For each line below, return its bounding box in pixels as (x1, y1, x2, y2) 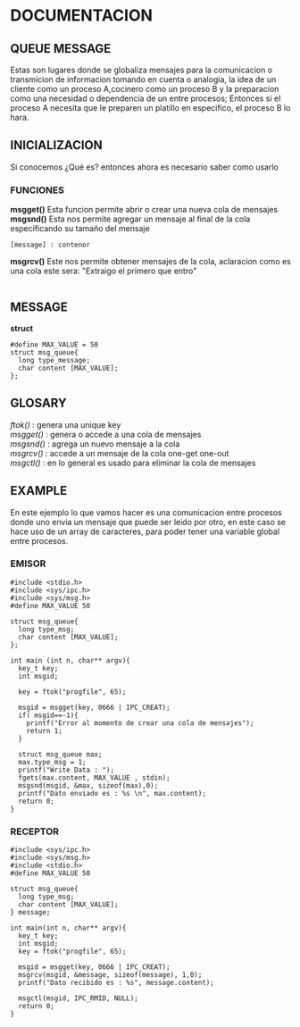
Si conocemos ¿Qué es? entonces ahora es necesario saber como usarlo (10, 162, 279, 172)
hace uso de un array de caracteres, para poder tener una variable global (10, 526, 280, 537)
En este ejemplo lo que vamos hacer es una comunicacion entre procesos (10, 506, 282, 518)
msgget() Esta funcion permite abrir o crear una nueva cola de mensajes (10, 205, 279, 215)
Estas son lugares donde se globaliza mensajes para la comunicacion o (10, 64, 273, 75)
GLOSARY (10, 396, 67, 411)
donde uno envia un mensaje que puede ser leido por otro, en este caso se (10, 516, 287, 527)
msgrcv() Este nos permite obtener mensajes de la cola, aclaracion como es (10, 256, 291, 267)
